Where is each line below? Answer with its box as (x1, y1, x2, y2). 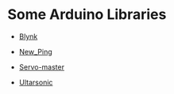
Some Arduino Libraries (7, 6, 167, 24)
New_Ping (18, 47, 52, 56)
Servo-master (18, 62, 65, 72)
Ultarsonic (18, 77, 53, 87)
